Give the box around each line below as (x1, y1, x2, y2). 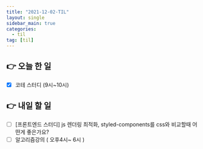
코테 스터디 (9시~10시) (15, 81, 69, 88)
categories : (6, 26, 36, 32)
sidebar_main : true (6, 20, 56, 26)
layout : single (6, 15, 45, 21)
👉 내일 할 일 (6, 101, 52, 111)
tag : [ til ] (6, 37, 34, 43)
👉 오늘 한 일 (6, 61, 52, 72)
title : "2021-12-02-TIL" (6, 9, 69, 15)
